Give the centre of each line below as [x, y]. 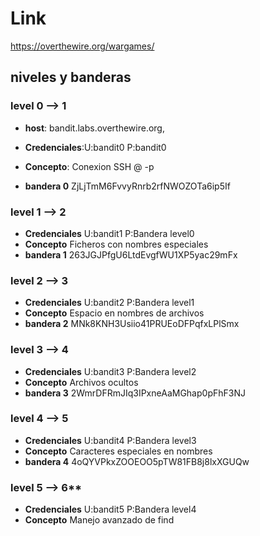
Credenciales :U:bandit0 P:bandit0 [95, 147]
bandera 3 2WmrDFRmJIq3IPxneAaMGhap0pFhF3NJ [135, 393]
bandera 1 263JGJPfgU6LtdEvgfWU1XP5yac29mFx [131, 254]
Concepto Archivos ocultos [81, 382]
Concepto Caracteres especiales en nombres [118, 451]
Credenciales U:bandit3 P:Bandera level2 [110, 371]
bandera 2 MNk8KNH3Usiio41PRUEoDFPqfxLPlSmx [132, 324]
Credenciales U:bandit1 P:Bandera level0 [109, 233]
